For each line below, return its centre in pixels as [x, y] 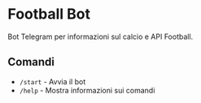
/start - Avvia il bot [52, 81]
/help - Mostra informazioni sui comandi [87, 90]
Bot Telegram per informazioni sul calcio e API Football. [100, 36]
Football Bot [49, 14]
